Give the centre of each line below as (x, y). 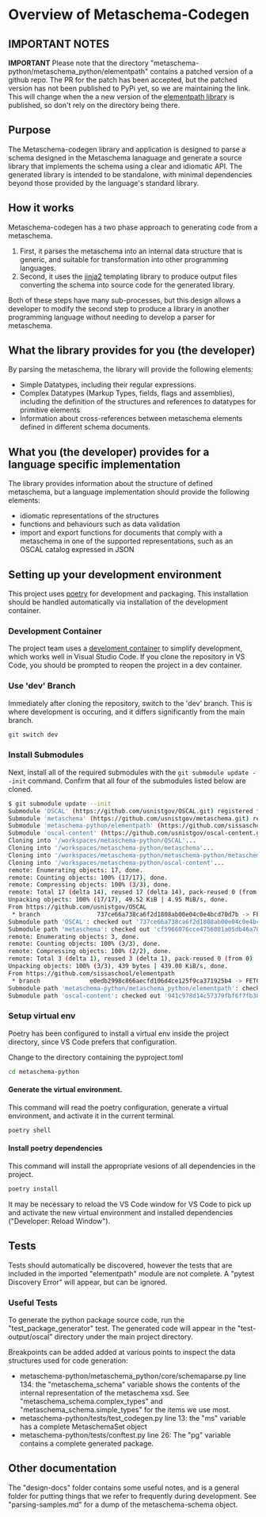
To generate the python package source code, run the (96, 1319)
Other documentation (63, 1468)
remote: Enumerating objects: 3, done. (74, 936)
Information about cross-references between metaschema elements (131, 419)
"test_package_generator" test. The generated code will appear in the (122, 1328)
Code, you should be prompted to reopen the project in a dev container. (125, 666)
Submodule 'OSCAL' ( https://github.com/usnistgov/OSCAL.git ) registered (131, 811)
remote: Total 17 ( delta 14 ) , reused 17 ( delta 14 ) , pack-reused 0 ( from (133, 892)
